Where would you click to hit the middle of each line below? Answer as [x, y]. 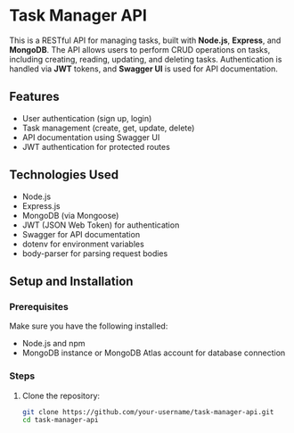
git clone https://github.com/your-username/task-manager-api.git [148, 412]
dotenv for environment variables [83, 244]
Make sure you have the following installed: [89, 326]
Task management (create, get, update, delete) [108, 128]
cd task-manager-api [60, 421]
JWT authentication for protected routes [96, 146]
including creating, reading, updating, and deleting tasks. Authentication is [146, 59]
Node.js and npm [53, 344]
